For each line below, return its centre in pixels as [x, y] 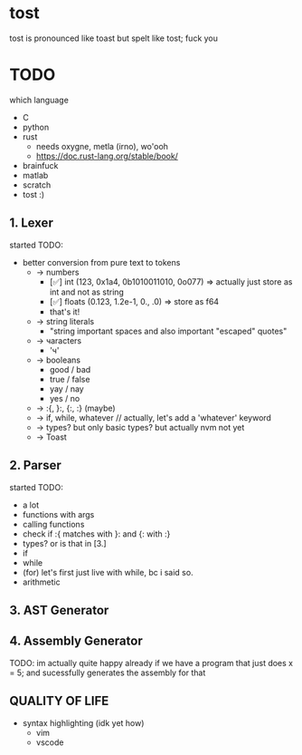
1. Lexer [32, 223]
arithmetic [41, 582]
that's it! [65, 312]
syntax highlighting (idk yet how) [83, 722]
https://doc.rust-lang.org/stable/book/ [107, 156]
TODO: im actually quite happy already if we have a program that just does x [151, 663]
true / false [70, 379]
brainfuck [40, 165]
